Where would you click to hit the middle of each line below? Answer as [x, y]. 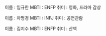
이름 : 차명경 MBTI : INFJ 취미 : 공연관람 [44, 18]
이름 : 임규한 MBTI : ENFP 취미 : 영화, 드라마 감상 [53, 7]
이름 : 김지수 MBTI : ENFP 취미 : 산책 [41, 28]
